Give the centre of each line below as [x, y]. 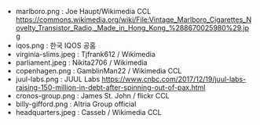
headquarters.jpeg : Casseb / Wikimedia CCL [89, 112]
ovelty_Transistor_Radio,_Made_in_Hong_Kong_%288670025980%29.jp [132, 28]
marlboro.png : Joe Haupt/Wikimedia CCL [83, 11]
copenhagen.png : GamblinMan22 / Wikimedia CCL [99, 71]
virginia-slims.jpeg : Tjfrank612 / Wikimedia [85, 54]
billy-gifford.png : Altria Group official [76, 104]
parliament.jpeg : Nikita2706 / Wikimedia [81, 62]
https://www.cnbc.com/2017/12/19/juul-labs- [174, 79]
